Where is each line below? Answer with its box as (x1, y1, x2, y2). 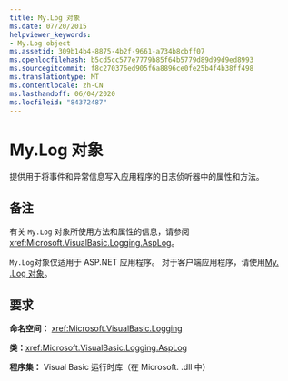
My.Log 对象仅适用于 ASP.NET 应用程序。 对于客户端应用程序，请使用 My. (9, 257, 279, 268)
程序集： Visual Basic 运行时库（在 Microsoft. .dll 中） (9, 361, 211, 372)
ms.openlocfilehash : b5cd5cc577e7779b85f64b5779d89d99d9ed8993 (9, 55, 254, 64)
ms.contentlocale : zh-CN (9, 81, 104, 90)
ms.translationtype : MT (9, 73, 100, 82)
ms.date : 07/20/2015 (9, 22, 88, 31)
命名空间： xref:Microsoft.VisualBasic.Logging (9, 323, 184, 334)
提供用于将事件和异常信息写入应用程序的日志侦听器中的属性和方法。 (9, 171, 264, 182)
